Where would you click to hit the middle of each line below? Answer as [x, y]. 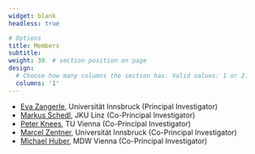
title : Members [34, 45]
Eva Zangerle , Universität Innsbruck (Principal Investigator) [119, 106]
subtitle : [25, 53]
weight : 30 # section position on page [78, 61]
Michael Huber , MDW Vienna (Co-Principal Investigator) [114, 141]
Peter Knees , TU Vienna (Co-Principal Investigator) [106, 123]
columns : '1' [38, 83]
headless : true [34, 24]
